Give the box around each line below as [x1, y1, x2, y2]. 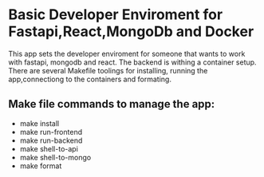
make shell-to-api [19, 144, 78, 153]
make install [19, 118, 60, 128]
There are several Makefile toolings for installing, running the [8, 65, 208, 75]
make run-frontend [19, 127, 82, 136]
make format [19, 161, 62, 171]
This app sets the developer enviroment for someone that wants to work [8, 49, 246, 58]
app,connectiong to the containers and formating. [8, 74, 171, 84]
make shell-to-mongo [19, 152, 92, 162]
